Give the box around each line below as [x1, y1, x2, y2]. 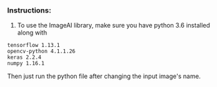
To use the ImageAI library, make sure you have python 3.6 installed [17, 21, 211, 30]
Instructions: [7, 6, 52, 15]
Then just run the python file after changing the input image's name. [7, 72, 201, 81]
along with [17, 28, 47, 37]
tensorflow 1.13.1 [7, 42, 60, 49]
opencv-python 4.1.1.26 [7, 48, 76, 55]
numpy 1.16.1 [7, 60, 45, 67]
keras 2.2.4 [7, 54, 41, 61]
